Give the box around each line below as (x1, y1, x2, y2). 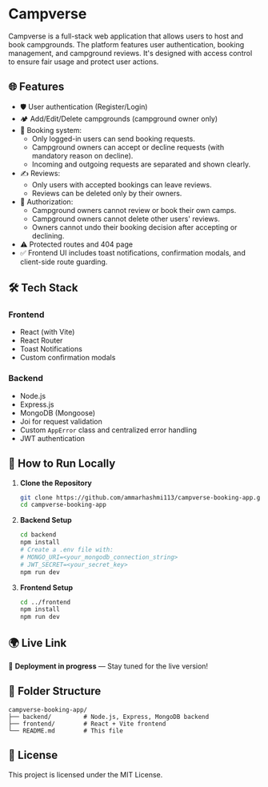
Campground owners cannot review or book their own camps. (31, 205, 237, 215)
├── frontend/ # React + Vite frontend (8, 720, 166, 728)
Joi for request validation (19, 416, 102, 426)
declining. (31, 231, 65, 240)
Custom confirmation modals (19, 353, 116, 363)
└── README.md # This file (8, 726, 124, 735)
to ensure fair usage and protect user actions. (8, 57, 159, 66)
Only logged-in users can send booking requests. (31, 134, 196, 143)
